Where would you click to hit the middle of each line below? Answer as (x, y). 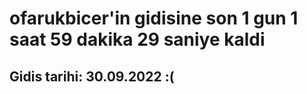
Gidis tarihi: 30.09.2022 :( (92, 76)
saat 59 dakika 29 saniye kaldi (137, 39)
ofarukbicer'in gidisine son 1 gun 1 (154, 18)
